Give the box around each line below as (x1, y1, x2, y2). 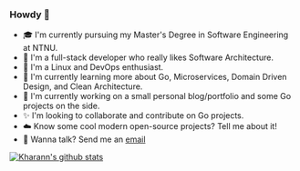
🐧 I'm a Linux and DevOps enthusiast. (22, 62, 164, 73)
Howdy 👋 (9, 8, 50, 21)
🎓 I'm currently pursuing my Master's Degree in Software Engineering (22, 29, 289, 40)
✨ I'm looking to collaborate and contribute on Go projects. (22, 110, 244, 121)
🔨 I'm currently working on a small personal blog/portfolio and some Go (22, 91, 292, 102)
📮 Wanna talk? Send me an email (22, 134, 146, 145)
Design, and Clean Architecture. (22, 81, 143, 92)
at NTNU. (22, 43, 58, 54)
